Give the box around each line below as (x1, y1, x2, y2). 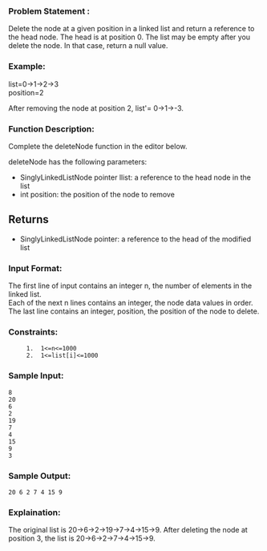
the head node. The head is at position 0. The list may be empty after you (8, 32, 251, 42)
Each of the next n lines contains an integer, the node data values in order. (8, 298, 254, 307)
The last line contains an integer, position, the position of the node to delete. (8, 306, 260, 316)
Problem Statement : (8, 6, 91, 17)
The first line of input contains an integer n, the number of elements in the (8, 281, 253, 290)
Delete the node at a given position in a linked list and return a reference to (8, 24, 255, 34)
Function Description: (8, 123, 95, 134)
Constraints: (8, 326, 59, 338)
